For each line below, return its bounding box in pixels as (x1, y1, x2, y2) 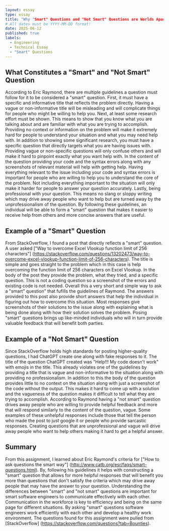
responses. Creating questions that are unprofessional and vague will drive (5, 423, 161, 429)
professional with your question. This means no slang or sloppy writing (5, 191, 152, 197)
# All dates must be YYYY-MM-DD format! (5, 21, 92, 27)
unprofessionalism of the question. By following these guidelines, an (5, 202, 147, 208)
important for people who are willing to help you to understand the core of (5, 174, 159, 181)
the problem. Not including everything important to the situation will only (5, 180, 155, 186)
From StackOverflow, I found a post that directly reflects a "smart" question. (5, 240, 162, 246)
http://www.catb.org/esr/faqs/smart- (71, 461, 147, 468)
